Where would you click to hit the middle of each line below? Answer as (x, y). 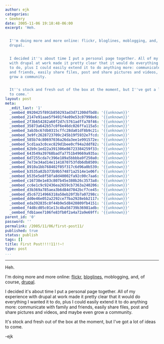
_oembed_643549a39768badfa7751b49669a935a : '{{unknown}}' (70, 153)
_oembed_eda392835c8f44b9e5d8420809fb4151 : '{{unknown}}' (70, 203)
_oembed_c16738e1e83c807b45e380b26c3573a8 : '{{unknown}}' (70, 181)
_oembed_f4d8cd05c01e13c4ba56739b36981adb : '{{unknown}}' (70, 208)
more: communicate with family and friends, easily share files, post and (77, 307)
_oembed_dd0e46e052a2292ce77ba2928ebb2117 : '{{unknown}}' (70, 199)
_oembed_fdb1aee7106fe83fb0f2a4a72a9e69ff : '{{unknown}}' (70, 213)
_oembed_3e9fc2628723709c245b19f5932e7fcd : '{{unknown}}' (70, 135)
